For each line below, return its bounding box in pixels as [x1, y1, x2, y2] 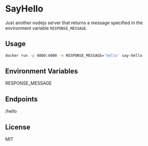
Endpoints [5, 95, 38, 103]
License [5, 123, 31, 131]
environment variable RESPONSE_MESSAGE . [5, 25, 88, 31]
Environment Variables [5, 67, 78, 76]
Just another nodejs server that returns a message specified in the [5, 20, 143, 26]
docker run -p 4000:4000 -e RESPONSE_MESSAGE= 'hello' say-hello [5, 53, 142, 58]
